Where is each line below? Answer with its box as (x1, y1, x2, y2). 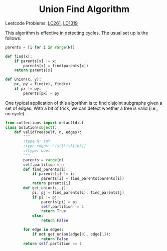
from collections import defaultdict (5, 120, 84, 125)
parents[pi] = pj (41, 199, 78, 204)
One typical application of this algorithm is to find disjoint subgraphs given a (5, 100, 162, 106)
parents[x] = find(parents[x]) (23, 63, 89, 68)
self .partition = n (23, 162, 64, 167)
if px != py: (14, 86, 42, 91)
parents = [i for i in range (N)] (5, 45, 75, 50)
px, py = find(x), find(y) (14, 82, 71, 87)
